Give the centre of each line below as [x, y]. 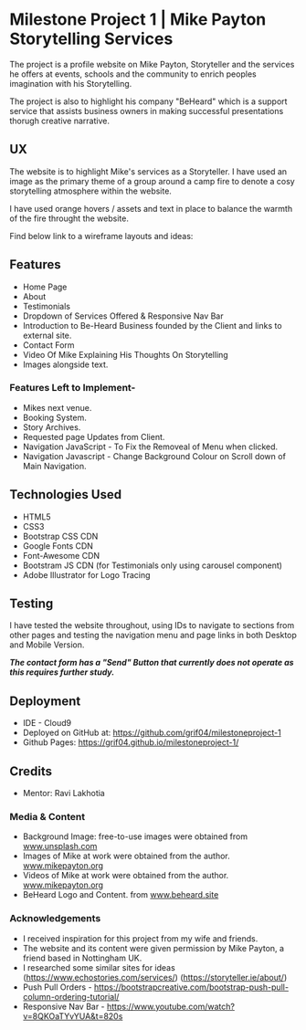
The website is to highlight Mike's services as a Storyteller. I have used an [148, 171]
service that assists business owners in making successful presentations [147, 110]
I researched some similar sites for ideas [99, 967]
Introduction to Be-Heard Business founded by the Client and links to [152, 325]
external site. [47, 335]
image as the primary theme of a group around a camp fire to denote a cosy [152, 181]
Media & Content [47, 817]
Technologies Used [65, 494]
